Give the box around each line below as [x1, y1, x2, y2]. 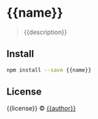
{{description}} [23, 28, 67, 36]
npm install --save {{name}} [6, 66, 92, 74]
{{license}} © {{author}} [6, 104, 76, 113]
